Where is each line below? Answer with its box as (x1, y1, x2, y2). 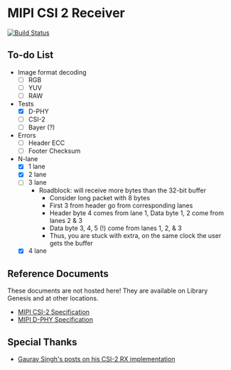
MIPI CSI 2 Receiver (7, 5, 126, 21)
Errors (17, 131, 36, 140)
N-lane (17, 155, 38, 163)
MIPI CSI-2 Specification (17, 308, 90, 317)
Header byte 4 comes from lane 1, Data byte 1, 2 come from (49, 209, 224, 217)
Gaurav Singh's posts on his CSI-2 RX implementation (17, 355, 176, 364)
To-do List (7, 49, 54, 61)
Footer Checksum (28, 147, 81, 156)
